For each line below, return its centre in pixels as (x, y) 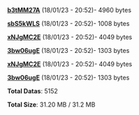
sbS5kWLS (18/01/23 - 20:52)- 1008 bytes (68, 23)
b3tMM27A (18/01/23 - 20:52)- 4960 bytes (69, 10)
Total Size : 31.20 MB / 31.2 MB (51, 105)
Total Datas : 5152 (32, 91)
